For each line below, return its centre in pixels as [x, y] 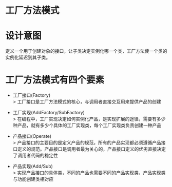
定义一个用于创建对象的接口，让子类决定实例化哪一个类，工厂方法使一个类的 [86, 51]
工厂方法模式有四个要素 [55, 80]
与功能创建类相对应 [33, 179]
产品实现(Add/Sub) [33, 167]
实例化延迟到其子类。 [28, 57]
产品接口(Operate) [32, 136]
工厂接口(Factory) [31, 95]
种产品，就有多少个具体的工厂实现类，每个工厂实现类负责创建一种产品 [87, 126]
